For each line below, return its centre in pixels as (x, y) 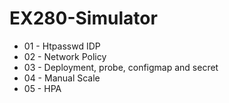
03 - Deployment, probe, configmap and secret (121, 67)
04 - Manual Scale (62, 78)
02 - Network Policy (65, 56)
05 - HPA (42, 88)
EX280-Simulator (83, 18)
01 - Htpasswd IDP (62, 46)
